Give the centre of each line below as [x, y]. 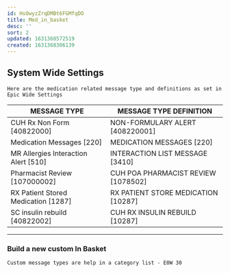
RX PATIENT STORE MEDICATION [164, 192]
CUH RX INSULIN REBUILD [153, 212]
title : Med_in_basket [38, 20]
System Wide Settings [55, 73]
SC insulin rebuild [39, 212]
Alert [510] [28, 161]
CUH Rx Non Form [40, 122]
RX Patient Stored [39, 192]
